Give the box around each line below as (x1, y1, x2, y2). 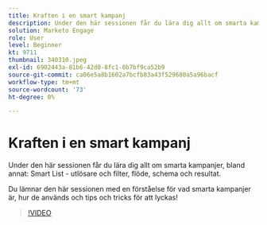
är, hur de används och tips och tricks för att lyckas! (8, 192, 179, 203)
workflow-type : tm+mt (8, 78, 80, 86)
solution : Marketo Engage (8, 26, 94, 34)
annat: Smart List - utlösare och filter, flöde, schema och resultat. (8, 169, 222, 179)
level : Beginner (8, 41, 62, 49)
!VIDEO (27, 208, 52, 218)
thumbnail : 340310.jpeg (8, 56, 87, 64)
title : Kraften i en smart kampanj (8, 11, 126, 20)
